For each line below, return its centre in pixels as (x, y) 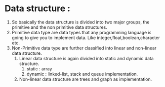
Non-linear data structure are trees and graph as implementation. (85, 79)
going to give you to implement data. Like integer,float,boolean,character (86, 38)
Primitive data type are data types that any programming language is (82, 32)
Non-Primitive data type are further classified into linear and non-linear (84, 48)
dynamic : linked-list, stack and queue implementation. (82, 74)
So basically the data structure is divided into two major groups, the (81, 22)
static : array (39, 68)
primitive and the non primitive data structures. (59, 27)
